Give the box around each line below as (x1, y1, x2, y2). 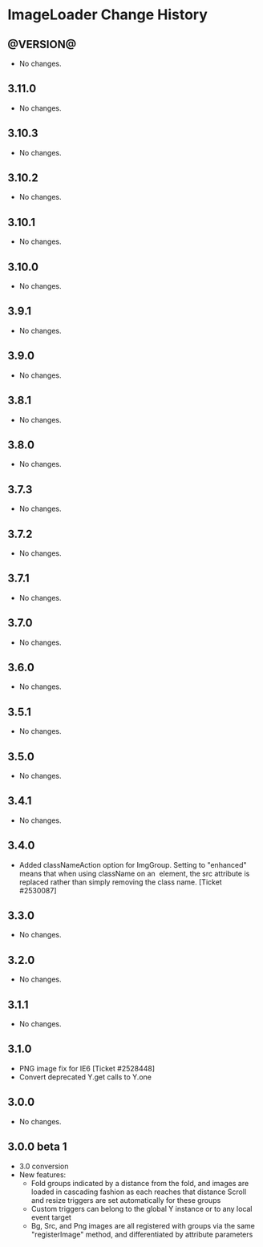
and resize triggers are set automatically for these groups (30, 1195, 221, 1204)
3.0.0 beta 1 (7, 1140, 67, 1154)
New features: (18, 1169, 67, 1180)
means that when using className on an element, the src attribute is (18, 868, 250, 878)
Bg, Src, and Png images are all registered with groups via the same (30, 1221, 256, 1230)
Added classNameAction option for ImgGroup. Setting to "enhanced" (18, 860, 247, 869)
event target (30, 1213, 71, 1222)
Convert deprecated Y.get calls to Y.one (18, 1072, 152, 1082)
